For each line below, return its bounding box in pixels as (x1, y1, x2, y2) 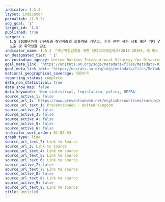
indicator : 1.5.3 (5, 7, 41, 12)
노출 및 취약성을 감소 (9, 44, 47, 49)
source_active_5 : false (5, 121, 54, 126)
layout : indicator (5, 12, 43, 17)
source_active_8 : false (5, 171, 54, 177)
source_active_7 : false (5, 162, 54, 167)
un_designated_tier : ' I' (5, 52, 58, 58)
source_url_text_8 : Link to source (5, 176, 78, 181)
